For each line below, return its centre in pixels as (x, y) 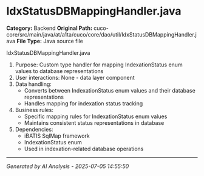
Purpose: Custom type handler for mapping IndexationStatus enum (99, 65)
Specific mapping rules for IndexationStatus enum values (96, 116)
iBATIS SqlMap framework (57, 136)
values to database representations (59, 71)
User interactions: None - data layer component (75, 77)
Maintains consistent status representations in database (94, 122)
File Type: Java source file (50, 41)
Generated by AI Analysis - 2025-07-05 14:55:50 (68, 166)
